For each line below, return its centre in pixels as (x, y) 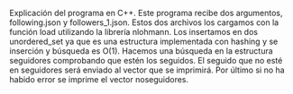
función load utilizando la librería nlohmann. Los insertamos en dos (134, 32)
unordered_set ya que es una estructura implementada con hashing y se (144, 41)
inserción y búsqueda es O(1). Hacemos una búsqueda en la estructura (141, 51)
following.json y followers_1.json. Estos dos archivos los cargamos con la (144, 22)
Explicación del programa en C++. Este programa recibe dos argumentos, (146, 13)
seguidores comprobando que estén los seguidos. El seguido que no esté (146, 60)
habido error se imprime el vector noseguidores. (99, 79)
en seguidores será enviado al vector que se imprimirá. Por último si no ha (147, 70)
